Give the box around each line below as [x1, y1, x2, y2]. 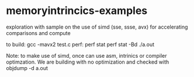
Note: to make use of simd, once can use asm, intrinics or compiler [6, 52, 168, 59]
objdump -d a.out [6, 64, 49, 71]
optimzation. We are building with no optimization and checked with [6, 58, 169, 65]
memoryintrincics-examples [6, 4, 148, 17]
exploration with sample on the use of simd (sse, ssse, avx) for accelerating [6, 23, 188, 30]
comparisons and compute [6, 29, 71, 36]
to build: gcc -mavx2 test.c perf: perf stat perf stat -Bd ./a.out [6, 41, 155, 48]
